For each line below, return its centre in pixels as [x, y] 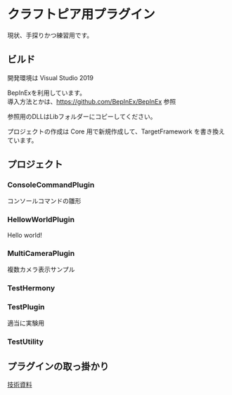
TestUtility [26, 342]
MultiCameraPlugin [41, 253]
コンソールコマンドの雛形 [44, 201]
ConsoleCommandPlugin [51, 185]
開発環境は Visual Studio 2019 [50, 77]
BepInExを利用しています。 [47, 93]
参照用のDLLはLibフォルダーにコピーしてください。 [82, 116]
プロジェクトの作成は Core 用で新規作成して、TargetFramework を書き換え [116, 131]
